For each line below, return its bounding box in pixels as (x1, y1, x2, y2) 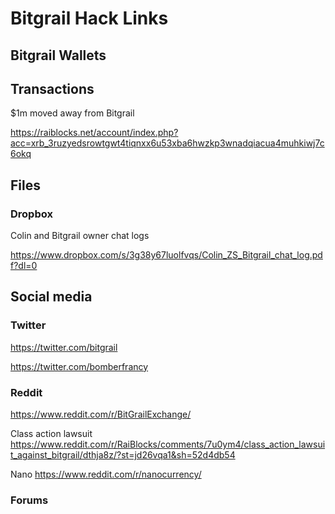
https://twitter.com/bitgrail (10, 341, 118, 353)
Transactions (10, 80, 95, 97)
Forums (10, 493, 49, 507)
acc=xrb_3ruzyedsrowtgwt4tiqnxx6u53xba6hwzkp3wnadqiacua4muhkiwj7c (10, 137, 325, 149)
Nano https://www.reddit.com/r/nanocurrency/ (10, 468, 202, 481)
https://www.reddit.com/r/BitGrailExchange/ (10, 408, 192, 421)
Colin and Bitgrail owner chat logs (10, 230, 150, 242)
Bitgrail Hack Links (10, 7, 169, 30)
